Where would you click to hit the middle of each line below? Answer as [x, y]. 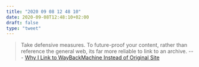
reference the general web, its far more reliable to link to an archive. [104, 52]
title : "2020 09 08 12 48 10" [44, 12]
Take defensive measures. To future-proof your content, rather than [104, 45]
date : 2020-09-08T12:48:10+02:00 [48, 17]
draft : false [22, 23]
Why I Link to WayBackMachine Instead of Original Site [92, 58]
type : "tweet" [24, 28]
